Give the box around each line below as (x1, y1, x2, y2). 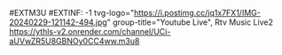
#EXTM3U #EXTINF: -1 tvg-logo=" (9, 8, 135, 18)
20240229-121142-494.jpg (9, 17, 108, 27)
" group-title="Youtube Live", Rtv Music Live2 (106, 17, 273, 27)
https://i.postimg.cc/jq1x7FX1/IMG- (133, 8, 262, 18)
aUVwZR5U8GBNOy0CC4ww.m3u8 (9, 35, 140, 46)
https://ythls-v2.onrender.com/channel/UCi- (9, 27, 171, 36)
